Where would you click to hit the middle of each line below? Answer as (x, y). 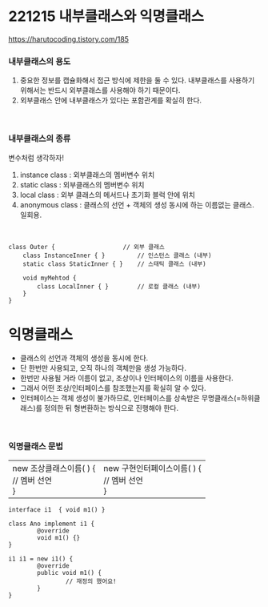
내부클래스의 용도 (40, 61)
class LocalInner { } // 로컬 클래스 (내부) (119, 286)
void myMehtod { (50, 278)
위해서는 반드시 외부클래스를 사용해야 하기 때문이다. (100, 90)
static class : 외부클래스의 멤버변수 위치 (82, 184)
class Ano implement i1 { (51, 524)
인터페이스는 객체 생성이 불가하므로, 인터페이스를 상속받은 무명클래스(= (130, 398)
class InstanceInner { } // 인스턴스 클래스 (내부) (117, 255)
